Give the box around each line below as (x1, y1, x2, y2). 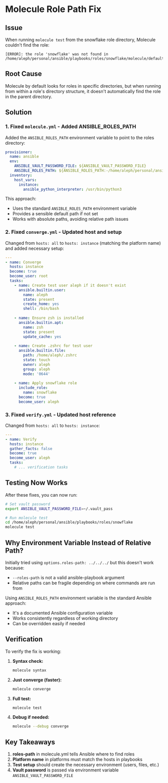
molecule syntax (12, 667, 46, 673)
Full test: (12, 695, 31, 701)
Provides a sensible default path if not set (12, 211, 98, 217)
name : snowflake (23, 390, 57, 395)
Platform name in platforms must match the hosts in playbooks (12, 756, 142, 762)
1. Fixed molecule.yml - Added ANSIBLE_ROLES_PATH (5, 123, 136, 130)
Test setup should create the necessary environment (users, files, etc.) (12, 762, 159, 768)
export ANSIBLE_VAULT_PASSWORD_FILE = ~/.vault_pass (5, 506, 113, 511)
